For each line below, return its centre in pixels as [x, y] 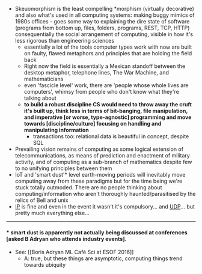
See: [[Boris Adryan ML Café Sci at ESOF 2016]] [74, 252]
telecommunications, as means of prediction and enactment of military [103, 155]
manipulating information [56, 130]
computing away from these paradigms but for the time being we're [99, 181]
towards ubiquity [45, 265]
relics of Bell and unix [41, 200]
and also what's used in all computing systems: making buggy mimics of [105, 15]
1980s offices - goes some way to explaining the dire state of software [102, 21]
